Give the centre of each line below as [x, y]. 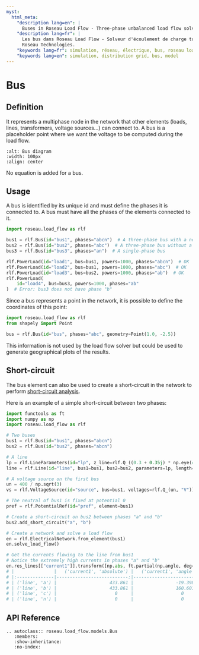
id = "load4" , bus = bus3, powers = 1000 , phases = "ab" [78, 284]
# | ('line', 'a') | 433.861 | [70, 582]
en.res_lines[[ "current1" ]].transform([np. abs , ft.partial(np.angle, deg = [100, 566]
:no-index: [28, 647]
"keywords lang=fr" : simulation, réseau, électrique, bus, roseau [100, 51]
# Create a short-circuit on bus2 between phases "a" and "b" [84, 517]
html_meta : [25, 17]
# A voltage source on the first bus [53, 479]
